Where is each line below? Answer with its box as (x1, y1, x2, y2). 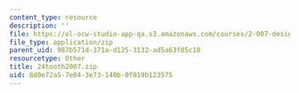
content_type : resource (9, 12, 98, 22)
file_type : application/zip (9, 37, 114, 47)
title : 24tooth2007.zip (9, 63, 98, 72)
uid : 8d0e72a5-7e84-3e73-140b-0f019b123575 (9, 71, 174, 80)
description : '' (9, 21, 69, 30)
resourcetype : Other (9, 54, 86, 63)
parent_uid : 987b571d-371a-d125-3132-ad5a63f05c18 (9, 46, 201, 55)
